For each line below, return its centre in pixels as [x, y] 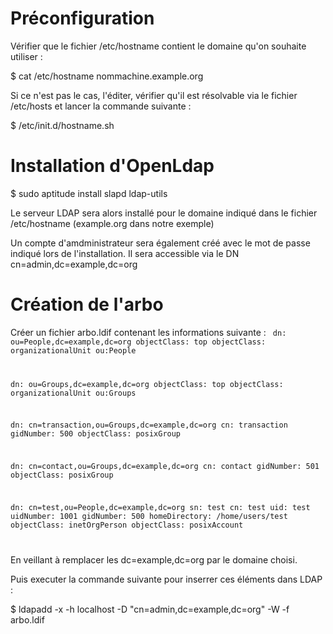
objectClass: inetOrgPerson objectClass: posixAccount [127, 525]
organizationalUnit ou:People [73, 350]
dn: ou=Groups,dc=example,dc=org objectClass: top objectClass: [147, 384]
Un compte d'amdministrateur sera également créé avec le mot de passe [160, 243]
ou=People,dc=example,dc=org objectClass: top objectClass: [138, 342]
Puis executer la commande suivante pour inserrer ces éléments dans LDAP [166, 579]
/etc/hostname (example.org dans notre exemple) [112, 223]
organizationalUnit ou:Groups [73, 393]
